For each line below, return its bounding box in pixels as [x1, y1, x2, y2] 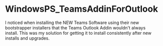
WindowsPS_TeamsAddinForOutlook [5, 3, 158, 15]
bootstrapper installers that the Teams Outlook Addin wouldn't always [5, 24, 146, 30]
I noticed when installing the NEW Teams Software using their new [5, 20, 140, 25]
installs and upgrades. [5, 35, 50, 41]
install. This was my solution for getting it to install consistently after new [5, 30, 152, 36]
